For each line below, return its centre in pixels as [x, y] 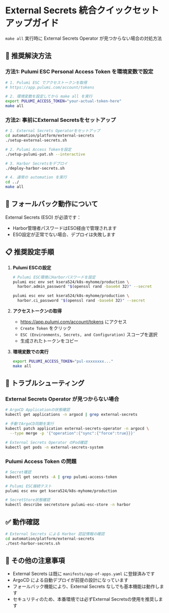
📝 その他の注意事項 [35, 560]
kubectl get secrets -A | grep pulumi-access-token [61, 477]
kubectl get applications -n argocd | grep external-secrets [72, 415]
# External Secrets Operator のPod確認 [46, 442]
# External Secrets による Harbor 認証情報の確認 [55, 534]
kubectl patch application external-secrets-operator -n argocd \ [77, 429]
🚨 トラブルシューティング [45, 383]
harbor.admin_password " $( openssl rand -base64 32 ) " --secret [85, 287]
